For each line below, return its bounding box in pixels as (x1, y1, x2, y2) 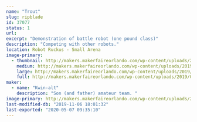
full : (16, 74, 30, 80)
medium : (16, 63, 35, 69)
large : (16, 69, 33, 74)
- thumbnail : (11, 57, 43, 63)
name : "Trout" (6, 8, 41, 15)
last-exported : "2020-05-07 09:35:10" (6, 107, 101, 113)
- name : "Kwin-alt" (11, 85, 59, 91)
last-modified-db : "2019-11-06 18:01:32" (6, 101, 109, 107)
